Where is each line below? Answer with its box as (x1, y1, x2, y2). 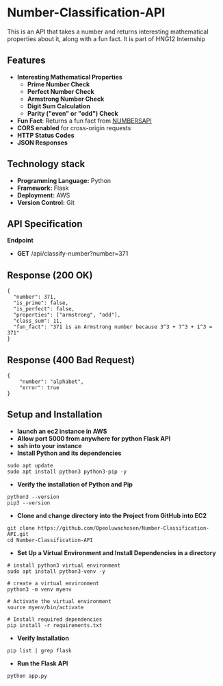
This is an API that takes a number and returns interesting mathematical (7, 27, 209, 36)
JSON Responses (16, 138, 68, 147)
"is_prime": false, (13, 299, 69, 306)
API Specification (7, 218, 83, 230)
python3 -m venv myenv (7, 586, 72, 593)
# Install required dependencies (7, 615, 103, 623)
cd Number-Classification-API (7, 537, 94, 543)
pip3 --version (7, 499, 51, 506)
